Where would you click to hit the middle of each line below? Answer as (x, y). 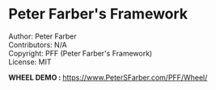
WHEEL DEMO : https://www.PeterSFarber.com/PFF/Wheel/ (108, 77)
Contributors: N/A (38, 44)
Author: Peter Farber (42, 36)
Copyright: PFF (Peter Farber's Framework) (80, 53)
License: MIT (30, 62)
